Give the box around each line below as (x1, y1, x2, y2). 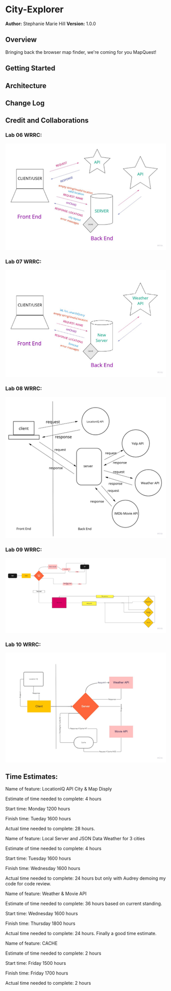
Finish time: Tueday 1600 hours (5, 816, 71, 822)
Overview (5, 35, 37, 44)
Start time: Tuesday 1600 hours (5, 855, 71, 862)
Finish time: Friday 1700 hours (5, 970, 68, 976)
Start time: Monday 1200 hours (5, 806, 70, 812)
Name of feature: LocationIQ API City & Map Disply (5, 786, 112, 792)
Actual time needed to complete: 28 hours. (5, 825, 95, 832)
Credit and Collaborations (5, 116, 89, 125)
